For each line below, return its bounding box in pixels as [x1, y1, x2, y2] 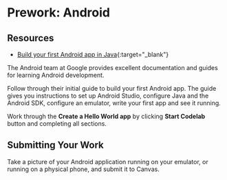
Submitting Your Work [7, 139, 105, 151]
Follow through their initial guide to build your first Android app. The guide [7, 85, 217, 92]
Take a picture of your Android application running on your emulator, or [7, 157, 208, 166]
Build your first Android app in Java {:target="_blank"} [17, 50, 169, 58]
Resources [7, 32, 54, 44]
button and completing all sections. [7, 120, 107, 128]
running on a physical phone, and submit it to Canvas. [7, 165, 160, 173]
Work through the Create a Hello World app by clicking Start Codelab [7, 112, 206, 120]
